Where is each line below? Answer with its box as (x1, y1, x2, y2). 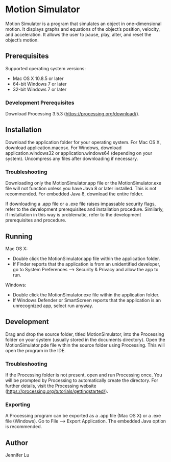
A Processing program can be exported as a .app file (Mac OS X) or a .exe (5, 413, 161, 419)
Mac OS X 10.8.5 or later (12, 75, 64, 82)
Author (5, 438, 28, 447)
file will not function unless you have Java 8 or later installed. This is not (5, 186, 157, 192)
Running (5, 232, 33, 240)
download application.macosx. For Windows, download (5, 145, 121, 151)
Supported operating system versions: (5, 65, 86, 71)
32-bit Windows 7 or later (12, 86, 67, 92)
